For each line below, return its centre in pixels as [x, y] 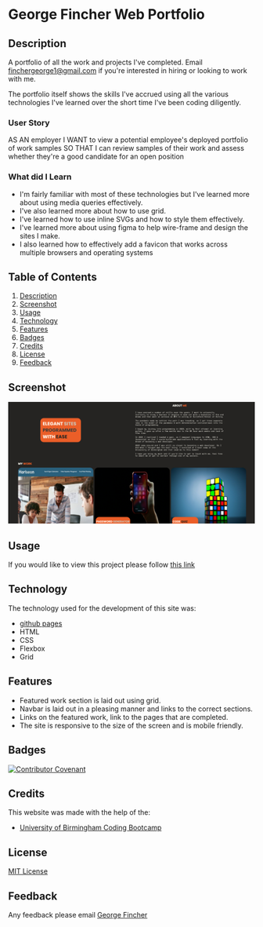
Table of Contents [53, 277]
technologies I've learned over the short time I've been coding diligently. [124, 102]
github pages [41, 623]
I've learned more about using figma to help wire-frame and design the [134, 227]
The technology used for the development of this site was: [102, 608]
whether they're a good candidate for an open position [96, 157]
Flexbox [32, 648]
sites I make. [40, 235]
